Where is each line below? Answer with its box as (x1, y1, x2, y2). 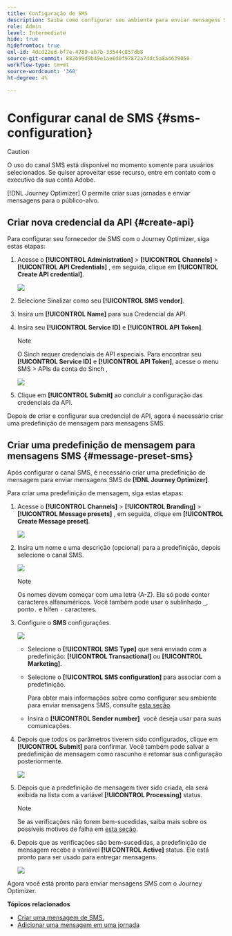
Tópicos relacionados (7, 899, 70, 908)
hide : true (7, 36, 39, 43)
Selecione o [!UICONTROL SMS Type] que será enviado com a (27, 644, 207, 653)
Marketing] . (27, 659, 62, 667)
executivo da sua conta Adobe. (7, 175, 95, 184)
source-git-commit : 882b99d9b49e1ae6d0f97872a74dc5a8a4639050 (7, 55, 190, 62)
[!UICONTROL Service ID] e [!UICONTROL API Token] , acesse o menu (17, 357, 219, 366)
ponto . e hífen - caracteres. (17, 605, 97, 613)
